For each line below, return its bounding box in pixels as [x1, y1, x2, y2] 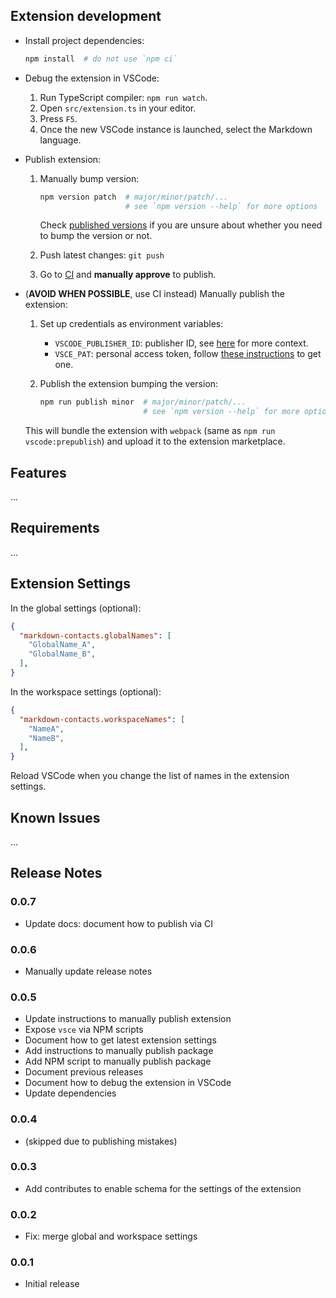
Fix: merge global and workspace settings [24, 1230, 198, 1243]
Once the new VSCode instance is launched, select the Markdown [39, 123, 313, 135]
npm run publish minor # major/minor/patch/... [39, 397, 247, 408]
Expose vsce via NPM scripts [24, 1024, 144, 1036]
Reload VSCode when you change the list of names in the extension [10, 770, 290, 782]
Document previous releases [24, 1066, 144, 1078]
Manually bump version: [39, 172, 140, 184]
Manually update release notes [24, 965, 153, 977]
